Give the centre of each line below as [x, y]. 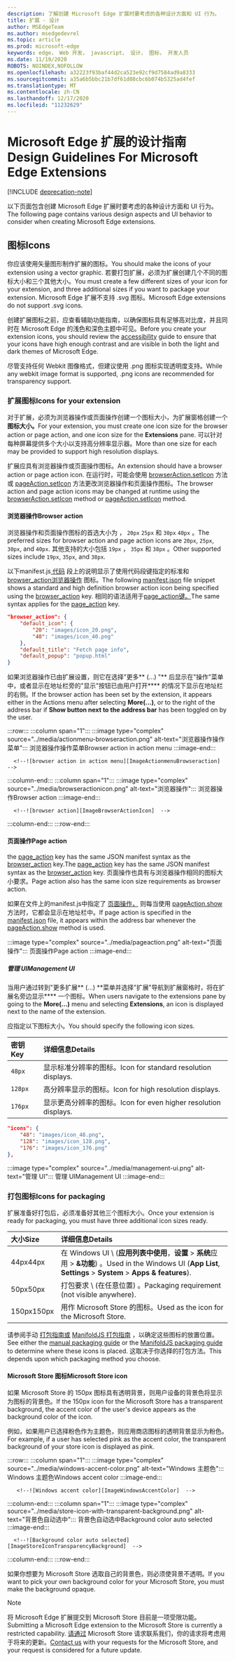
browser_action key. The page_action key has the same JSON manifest [108, 865]
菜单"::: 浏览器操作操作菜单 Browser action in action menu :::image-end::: [112, 748]
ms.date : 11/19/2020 [37, 60]
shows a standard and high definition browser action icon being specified [113, 588]
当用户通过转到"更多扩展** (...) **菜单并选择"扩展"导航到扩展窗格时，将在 [113, 987]
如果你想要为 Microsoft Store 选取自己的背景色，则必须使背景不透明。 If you [116, 1574]
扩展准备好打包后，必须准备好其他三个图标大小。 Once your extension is [111, 1213]
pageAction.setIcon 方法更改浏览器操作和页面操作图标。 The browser [114, 483]
